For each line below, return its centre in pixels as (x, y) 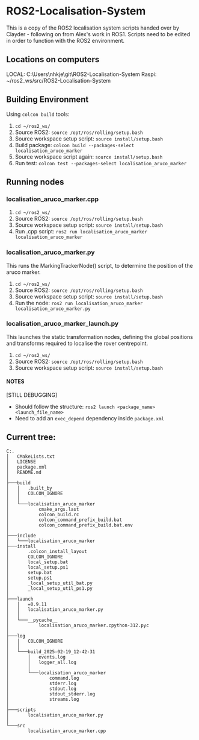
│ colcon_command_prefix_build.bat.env (70, 525)
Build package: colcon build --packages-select (75, 145)
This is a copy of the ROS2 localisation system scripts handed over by (93, 28)
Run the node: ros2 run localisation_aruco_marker (79, 303)
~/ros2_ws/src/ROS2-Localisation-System (59, 80)
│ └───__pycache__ (32, 620)
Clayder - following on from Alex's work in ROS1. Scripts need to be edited (98, 34)
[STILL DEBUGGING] (32, 395)
